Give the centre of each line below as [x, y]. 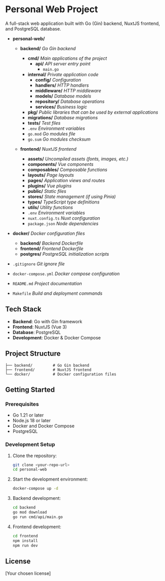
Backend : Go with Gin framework [47, 321]
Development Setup [30, 445]
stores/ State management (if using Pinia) [72, 196]
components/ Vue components [60, 164]
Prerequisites [22, 404]
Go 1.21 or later [28, 415]
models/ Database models [63, 96]
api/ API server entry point [63, 63]
